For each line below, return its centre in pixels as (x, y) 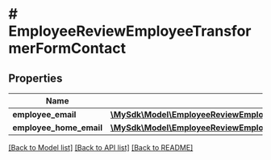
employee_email (44, 114)
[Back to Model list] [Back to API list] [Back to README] (101, 147)
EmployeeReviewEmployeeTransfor (130, 31)
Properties (35, 78)
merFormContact (67, 48)
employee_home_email (58, 128)
